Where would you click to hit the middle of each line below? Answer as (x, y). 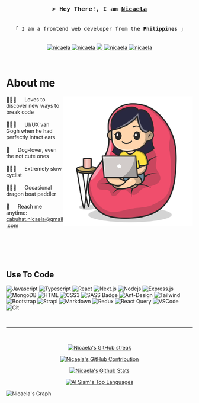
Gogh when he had (29, 131)
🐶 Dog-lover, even (32, 150)
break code (20, 112)
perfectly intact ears (31, 137)
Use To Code (30, 274)
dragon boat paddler (31, 194)
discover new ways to (33, 106)
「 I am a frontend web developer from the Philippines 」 (99, 29)
